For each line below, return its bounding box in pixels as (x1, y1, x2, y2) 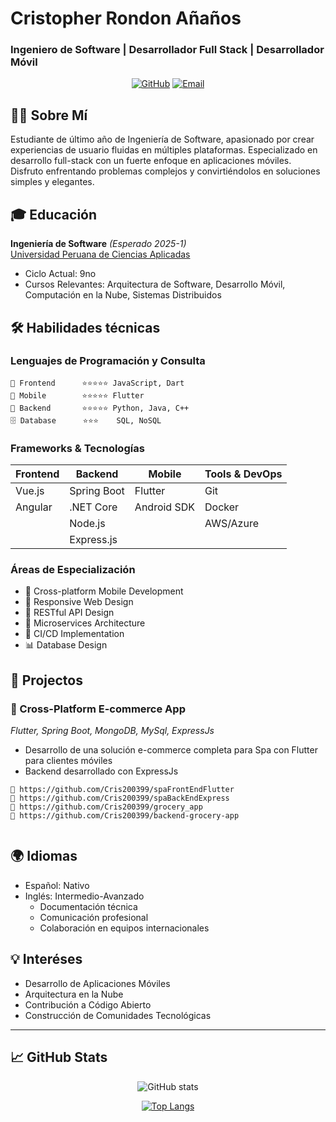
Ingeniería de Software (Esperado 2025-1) (10, 238, 187, 250)
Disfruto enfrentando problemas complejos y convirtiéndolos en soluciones (10, 165, 321, 177)
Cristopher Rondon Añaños (10, 7, 242, 30)
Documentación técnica (39, 900, 138, 912)
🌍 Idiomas (10, 848, 78, 865)
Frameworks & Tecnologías (10, 441, 145, 455)
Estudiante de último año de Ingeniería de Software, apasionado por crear (10, 133, 315, 146)
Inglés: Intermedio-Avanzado (24, 890, 145, 902)
